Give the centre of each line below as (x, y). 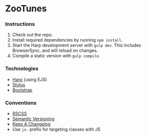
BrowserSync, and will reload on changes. (55, 50)
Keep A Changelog (31, 124)
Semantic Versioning (33, 119)
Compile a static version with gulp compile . (56, 56)
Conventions (21, 103)
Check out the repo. (33, 35)
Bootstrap (22, 90)
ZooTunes (26, 9)
